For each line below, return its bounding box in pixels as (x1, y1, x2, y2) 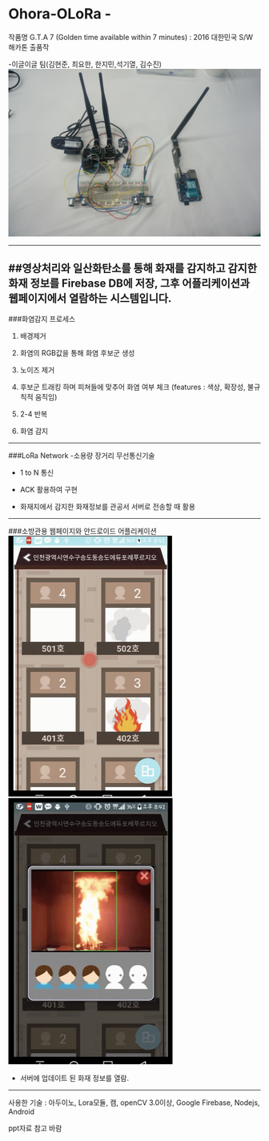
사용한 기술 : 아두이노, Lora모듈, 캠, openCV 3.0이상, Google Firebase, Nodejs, (8, 1098, 260, 1107)
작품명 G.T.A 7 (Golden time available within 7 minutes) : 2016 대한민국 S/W (8, 32, 254, 42)
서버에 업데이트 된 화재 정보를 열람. (19, 1074, 130, 1083)
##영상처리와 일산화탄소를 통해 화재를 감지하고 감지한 (8, 262, 258, 275)
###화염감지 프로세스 (8, 314, 76, 324)
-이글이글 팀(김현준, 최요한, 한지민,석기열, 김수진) (8, 59, 163, 69)
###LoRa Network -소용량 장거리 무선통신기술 (8, 451, 155, 460)
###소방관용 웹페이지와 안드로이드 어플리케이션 (8, 526, 158, 536)
